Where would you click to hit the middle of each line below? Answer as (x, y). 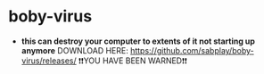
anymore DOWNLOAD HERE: (74, 50)
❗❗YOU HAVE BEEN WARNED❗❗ (133, 61)
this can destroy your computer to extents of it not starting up (138, 41)
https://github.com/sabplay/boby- (192, 50)
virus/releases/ (49, 61)
